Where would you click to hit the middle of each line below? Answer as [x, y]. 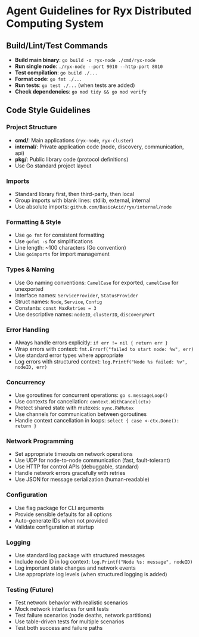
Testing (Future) [30, 589]
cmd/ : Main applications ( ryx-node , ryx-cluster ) [74, 140]
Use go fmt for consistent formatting [60, 235]
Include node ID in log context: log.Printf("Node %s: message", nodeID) [104, 562]
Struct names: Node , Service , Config [58, 302]
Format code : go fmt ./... [48, 79]
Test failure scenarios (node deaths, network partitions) [83, 616]
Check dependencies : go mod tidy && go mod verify [81, 91]
